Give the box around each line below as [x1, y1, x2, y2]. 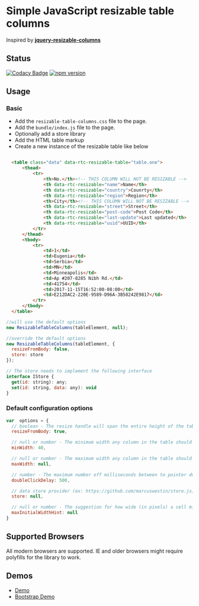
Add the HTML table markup [14, 136, 85, 143]
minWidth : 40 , [11, 445, 46, 451]
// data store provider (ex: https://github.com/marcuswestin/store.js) [11, 488, 195, 494]
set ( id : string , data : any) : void [11, 384, 97, 391]
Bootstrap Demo [14, 593, 55, 600]
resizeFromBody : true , [11, 429, 68, 435]
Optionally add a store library [14, 130, 86, 138]
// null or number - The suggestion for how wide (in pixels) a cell [11, 504, 187, 511]
